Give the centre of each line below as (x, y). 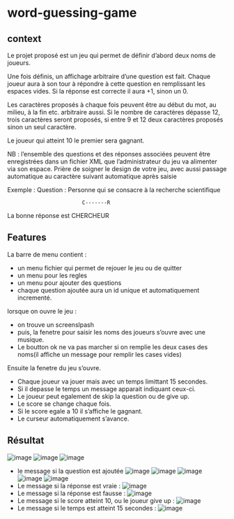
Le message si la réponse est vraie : (69, 485)
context (24, 39)
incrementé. (34, 298)
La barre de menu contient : (47, 254)
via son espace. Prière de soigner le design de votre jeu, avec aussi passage (117, 169)
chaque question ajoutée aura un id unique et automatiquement (108, 290)
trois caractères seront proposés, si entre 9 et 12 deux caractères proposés (115, 119)
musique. (31, 339)
